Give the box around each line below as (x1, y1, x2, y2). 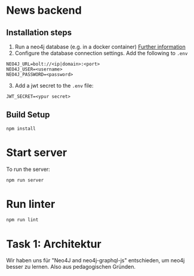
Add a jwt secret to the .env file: (14, 82, 94, 89)
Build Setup (6, 110, 50, 120)
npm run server (6, 177, 44, 183)
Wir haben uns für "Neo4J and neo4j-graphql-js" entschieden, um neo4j (6, 257, 185, 264)
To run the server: (6, 165, 51, 173)
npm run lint (6, 217, 39, 223)
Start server (6, 146, 67, 159)
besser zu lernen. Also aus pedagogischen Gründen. (6, 263, 136, 271)
